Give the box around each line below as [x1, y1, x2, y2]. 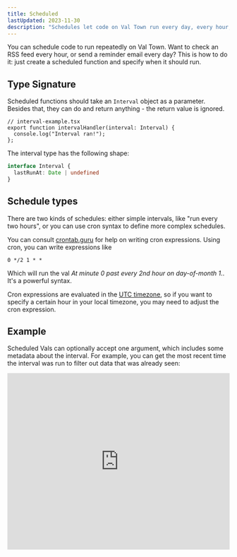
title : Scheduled [7, 10, 59, 18]
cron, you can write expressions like [7, 243, 112, 251]
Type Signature [7, 78, 76, 90]
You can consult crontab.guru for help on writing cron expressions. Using [7, 235, 221, 244]
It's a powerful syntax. [7, 276, 72, 285]
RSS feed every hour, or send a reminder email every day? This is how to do [7, 50, 228, 59]
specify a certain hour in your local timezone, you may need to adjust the [7, 297, 219, 306]
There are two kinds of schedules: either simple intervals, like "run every [7, 214, 218, 222]
